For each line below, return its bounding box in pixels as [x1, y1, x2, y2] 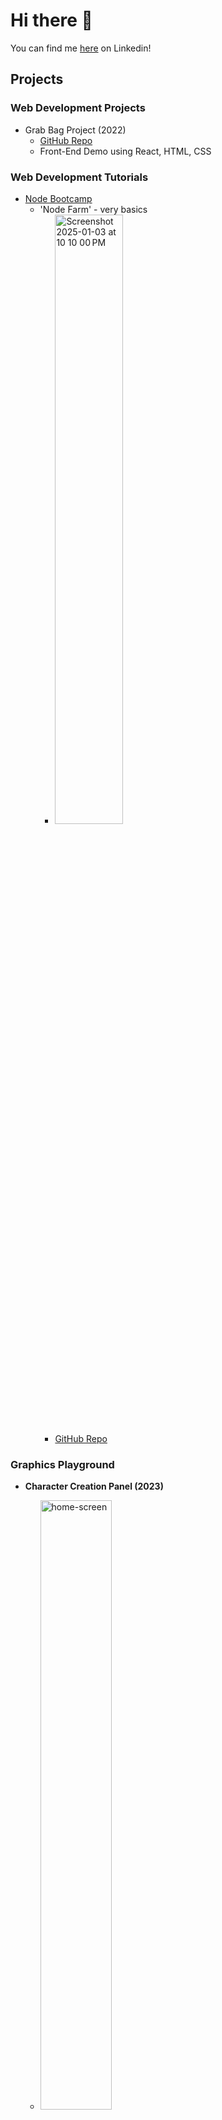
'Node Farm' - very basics [39, 203, 148, 215]
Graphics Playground [10, 1457, 115, 1471]
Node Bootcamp [24, 192, 93, 204]
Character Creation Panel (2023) [24, 1480, 164, 1493]
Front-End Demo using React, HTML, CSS [39, 145, 212, 157]
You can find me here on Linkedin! [10, 42, 152, 54]
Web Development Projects [10, 101, 146, 115]
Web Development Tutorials [10, 170, 149, 184]
